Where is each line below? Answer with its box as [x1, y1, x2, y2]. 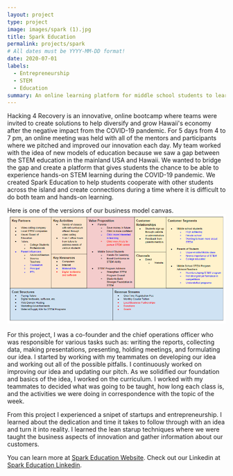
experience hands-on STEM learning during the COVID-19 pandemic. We [7, 171, 216, 179]
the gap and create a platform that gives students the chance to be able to [7, 163, 220, 172]
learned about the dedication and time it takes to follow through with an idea [7, 418, 225, 426]
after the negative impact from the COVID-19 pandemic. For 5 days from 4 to [7, 126, 226, 135]
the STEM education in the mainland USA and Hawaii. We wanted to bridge [7, 156, 222, 165]
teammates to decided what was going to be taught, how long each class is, [7, 382, 225, 391]
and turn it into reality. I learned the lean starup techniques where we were [7, 425, 220, 434]
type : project [7, 18, 49, 26]
